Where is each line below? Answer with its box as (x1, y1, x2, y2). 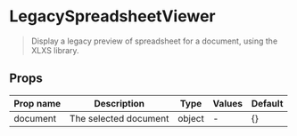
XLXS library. (30, 44, 79, 55)
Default (251, 97, 284, 109)
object (177, 112, 205, 124)
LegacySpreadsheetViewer (9, 6, 216, 27)
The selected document (70, 112, 169, 124)
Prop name (13, 97, 62, 109)
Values (212, 97, 243, 109)
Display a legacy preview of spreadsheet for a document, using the (30, 36, 278, 46)
